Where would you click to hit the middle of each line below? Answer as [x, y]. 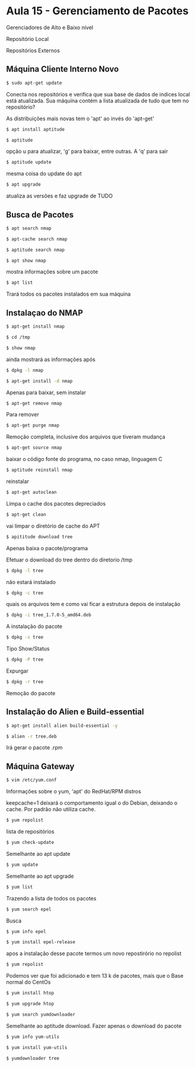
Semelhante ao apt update [38, 853]
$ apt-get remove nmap [34, 403]
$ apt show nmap [26, 261]
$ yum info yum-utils [33, 1037]
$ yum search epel [29, 909]
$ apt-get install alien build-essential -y [62, 726]
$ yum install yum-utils [37, 1047]
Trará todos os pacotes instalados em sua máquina [68, 294]
